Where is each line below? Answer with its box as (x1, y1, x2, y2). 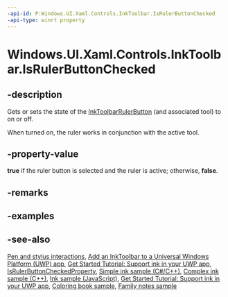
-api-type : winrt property (7, 17, 85, 24)
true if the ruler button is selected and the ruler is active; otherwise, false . (7, 167, 218, 175)
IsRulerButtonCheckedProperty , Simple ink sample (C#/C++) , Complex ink (7, 266, 220, 275)
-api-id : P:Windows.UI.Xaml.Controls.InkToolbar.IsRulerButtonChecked (7, 10, 216, 17)
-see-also (7, 234, 51, 246)
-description (7, 89, 62, 101)
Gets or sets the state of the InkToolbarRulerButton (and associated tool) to (7, 107, 222, 115)
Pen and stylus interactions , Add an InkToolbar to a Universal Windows (7, 252, 209, 260)
